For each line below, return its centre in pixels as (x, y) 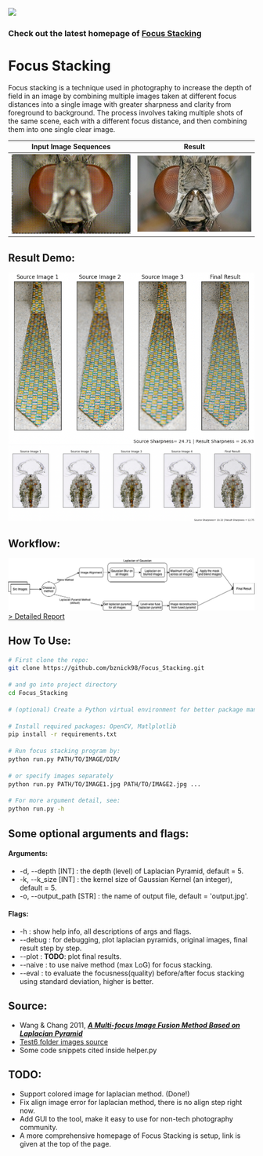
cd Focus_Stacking (38, 693)
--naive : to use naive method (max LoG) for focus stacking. (116, 965)
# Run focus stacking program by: (65, 751)
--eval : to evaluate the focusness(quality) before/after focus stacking (132, 973)
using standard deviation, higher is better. (86, 982)
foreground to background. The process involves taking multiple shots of (126, 112)
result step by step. (50, 948)
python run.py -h (36, 809)
